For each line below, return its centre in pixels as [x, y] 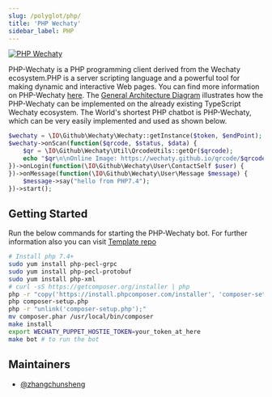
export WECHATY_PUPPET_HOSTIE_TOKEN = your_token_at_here [104, 332]
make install [30, 324]
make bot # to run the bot [54, 339]
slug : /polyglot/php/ [45, 16]
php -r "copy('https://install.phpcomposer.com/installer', [112, 294]
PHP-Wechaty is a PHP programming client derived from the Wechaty [125, 70]
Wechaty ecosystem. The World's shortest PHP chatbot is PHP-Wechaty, [130, 112]
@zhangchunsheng [53, 384]
